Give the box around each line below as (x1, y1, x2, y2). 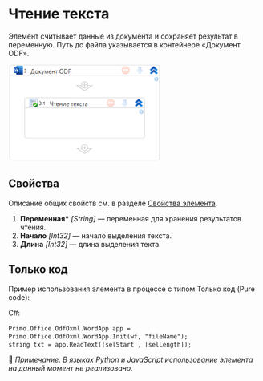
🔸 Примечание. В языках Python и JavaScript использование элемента (8, 355, 253, 364)
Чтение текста (8, 5, 110, 23)
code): (8, 292, 30, 302)
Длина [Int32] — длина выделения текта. (19, 239, 162, 249)
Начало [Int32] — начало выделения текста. (19, 230, 172, 241)
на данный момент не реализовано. (8, 363, 134, 373)
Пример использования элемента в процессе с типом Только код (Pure (8, 284, 255, 294)
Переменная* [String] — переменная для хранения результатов (19, 213, 242, 223)
